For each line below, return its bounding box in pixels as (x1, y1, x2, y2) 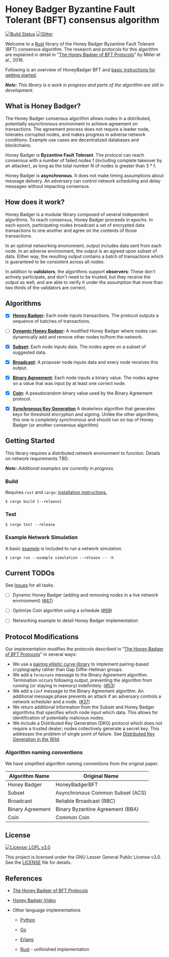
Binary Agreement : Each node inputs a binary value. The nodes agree (12, 374, 159, 380)
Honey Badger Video (12, 897, 57, 903)
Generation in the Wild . (12, 736, 61, 742)
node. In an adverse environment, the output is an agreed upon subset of (5, 248, 157, 254)
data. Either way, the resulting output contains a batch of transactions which (5, 253, 164, 259)
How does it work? (5, 198, 65, 207)
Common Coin (55, 814, 90, 821)
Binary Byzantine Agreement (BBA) (55, 805, 139, 812)
